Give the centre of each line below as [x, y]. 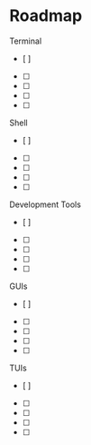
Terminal [26, 41]
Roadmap [46, 16]
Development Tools [45, 204]
